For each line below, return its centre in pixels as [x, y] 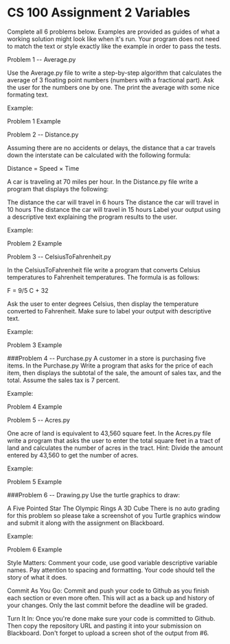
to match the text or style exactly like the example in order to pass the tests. [114, 46]
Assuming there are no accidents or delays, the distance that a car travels [112, 147]
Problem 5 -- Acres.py [39, 420]
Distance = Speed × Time [43, 168]
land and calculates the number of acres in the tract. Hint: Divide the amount [115, 448]
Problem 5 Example [35, 481]
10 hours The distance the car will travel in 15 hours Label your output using [114, 209]
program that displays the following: [58, 189]
